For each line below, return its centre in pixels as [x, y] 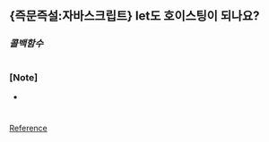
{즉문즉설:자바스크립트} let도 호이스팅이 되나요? [134, 16]
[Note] [24, 77]
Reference [28, 129]
